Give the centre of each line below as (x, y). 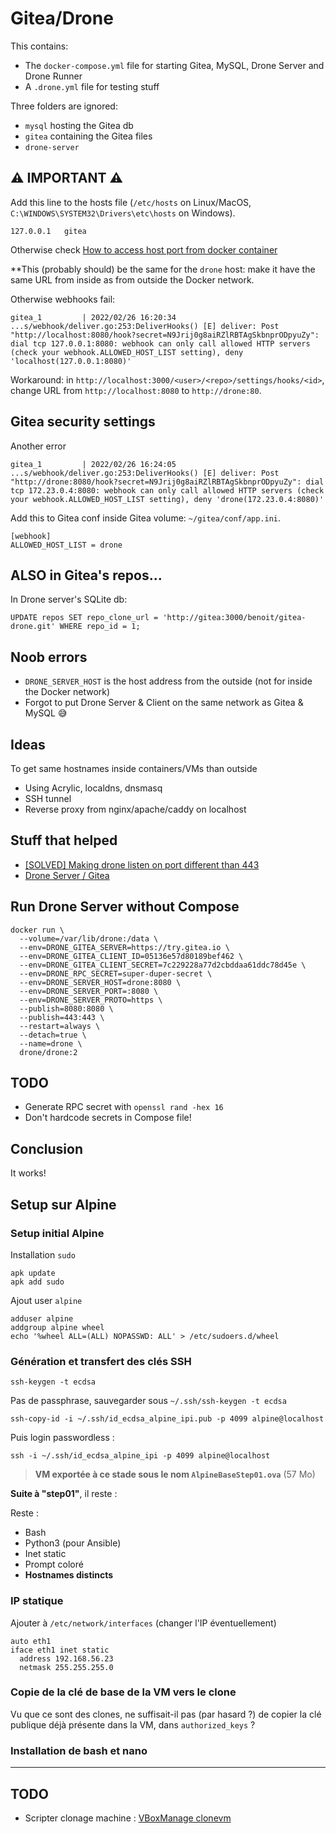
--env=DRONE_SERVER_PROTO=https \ (91, 1000)
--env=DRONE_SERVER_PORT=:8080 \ (89, 991)
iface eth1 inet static (60, 1650)
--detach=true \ (53, 1035)
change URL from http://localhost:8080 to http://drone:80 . (136, 390)
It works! (28, 1173)
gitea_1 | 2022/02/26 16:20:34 (93, 317)
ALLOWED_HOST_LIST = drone (66, 545)
